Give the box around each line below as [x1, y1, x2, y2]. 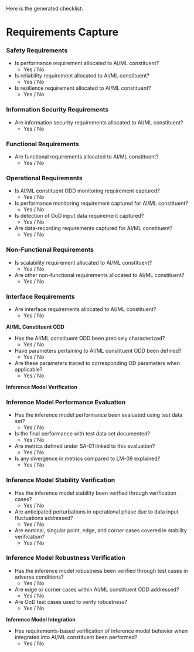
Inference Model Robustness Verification [6, 554, 126, 562]
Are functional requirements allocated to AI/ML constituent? [14, 153, 159, 160]
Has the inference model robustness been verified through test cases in [14, 567, 188, 574]
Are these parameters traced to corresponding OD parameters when [14, 359, 181, 366]
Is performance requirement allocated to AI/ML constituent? [14, 60, 159, 67]
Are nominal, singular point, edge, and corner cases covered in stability [14, 526, 188, 533]
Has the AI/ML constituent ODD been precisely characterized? [14, 335, 165, 342]
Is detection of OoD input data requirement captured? [14, 212, 144, 219]
